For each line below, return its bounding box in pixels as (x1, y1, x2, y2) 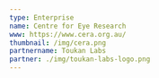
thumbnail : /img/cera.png (9, 38, 106, 48)
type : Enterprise (9, 13, 75, 22)
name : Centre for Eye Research (9, 22, 127, 30)
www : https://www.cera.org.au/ (9, 30, 127, 39)
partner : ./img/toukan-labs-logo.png (9, 55, 151, 64)
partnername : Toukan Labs (9, 47, 106, 56)
